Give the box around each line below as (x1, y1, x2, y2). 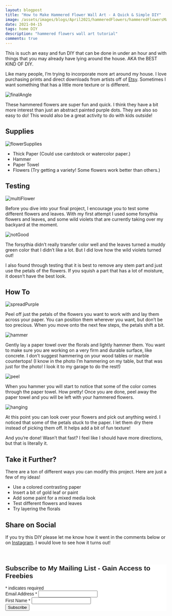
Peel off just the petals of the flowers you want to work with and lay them (5, 311, 160, 317)
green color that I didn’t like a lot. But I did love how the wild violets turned (5, 246, 161, 253)
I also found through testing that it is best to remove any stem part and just (5, 262, 163, 268)
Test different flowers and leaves (12, 500, 82, 507)
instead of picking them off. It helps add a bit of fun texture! (5, 425, 131, 431)
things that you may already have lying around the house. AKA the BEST (5, 55, 158, 61)
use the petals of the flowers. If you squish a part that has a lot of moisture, (5, 267, 164, 273)
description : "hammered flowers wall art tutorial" (5, 31, 118, 36)
